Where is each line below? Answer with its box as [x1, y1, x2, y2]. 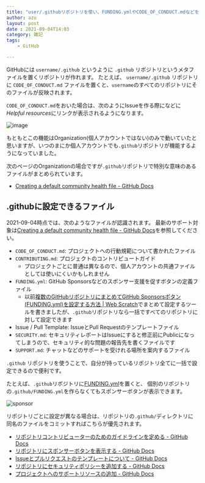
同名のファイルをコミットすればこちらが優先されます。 [6, 419, 145, 427]
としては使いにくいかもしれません [24, 270, 110, 277]
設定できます [40, 316, 73, 323]
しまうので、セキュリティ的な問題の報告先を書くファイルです [20, 338, 176, 346]
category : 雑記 [6, 32, 43, 38]
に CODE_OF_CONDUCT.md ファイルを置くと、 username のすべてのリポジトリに [6, 81, 192, 89]
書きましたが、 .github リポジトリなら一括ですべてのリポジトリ [35, 308, 193, 315]
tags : [6, 37, 20, 43]
